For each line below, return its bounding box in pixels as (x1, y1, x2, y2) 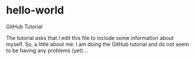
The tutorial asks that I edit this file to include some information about (6, 34, 174, 41)
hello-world (6, 4, 65, 17)
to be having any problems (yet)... (6, 46, 88, 54)
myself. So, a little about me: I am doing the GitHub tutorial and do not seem (6, 41, 189, 48)
